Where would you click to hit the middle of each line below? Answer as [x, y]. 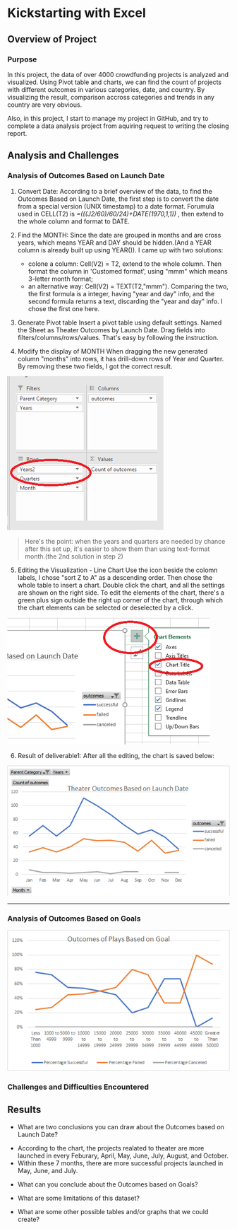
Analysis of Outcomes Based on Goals [74, 919]
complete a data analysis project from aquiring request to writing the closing [118, 126]
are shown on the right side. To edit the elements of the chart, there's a [121, 593]
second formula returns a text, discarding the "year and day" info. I [125, 301]
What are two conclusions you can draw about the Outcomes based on [121, 1126]
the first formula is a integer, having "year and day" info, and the [121, 293]
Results [24, 1110]
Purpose [22, 59]
